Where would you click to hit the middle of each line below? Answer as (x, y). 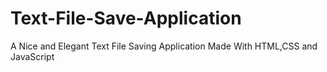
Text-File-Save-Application (126, 18)
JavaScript (32, 56)
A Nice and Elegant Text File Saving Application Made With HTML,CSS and (164, 46)
